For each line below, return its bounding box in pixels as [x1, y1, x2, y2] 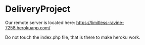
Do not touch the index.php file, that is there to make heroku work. [5, 34, 141, 40]
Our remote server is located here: [5, 20, 75, 25]
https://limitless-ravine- [76, 20, 125, 25]
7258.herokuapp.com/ [5, 24, 50, 30]
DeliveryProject [5, 3, 71, 15]
